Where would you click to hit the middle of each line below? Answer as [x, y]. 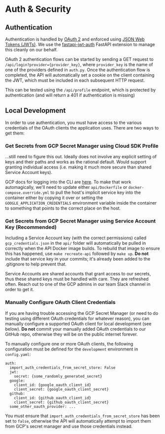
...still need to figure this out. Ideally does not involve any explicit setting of [81, 157]
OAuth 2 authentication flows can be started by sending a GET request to [79, 59]
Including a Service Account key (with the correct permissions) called [76, 238]
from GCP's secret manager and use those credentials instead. [69, 426]
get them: [15, 133]
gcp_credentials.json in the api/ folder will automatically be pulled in [76, 243]
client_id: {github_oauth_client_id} [53, 398]
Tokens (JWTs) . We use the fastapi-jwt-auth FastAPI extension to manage [80, 44]
